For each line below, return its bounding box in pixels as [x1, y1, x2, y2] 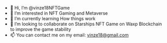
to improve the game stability [10, 26, 71, 32]
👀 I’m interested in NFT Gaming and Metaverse [10, 10, 108, 16]
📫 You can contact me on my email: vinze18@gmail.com [10, 32, 129, 38]
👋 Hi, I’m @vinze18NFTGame [10, 5, 70, 11]
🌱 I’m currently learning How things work [10, 16, 95, 21]
